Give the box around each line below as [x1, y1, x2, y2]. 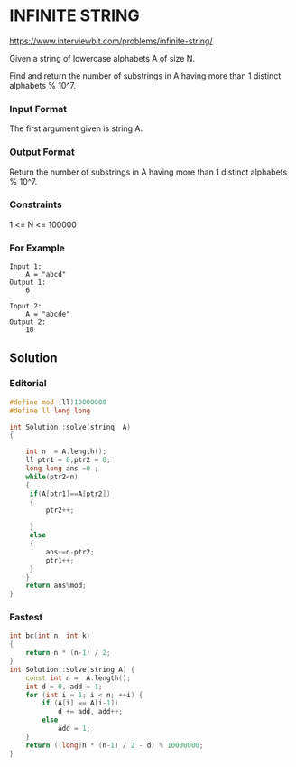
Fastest [9, 611, 43, 624]
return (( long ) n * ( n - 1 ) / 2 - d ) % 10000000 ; [25, 741, 204, 750]
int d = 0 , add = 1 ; [25, 682, 103, 691]
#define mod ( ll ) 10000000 [9, 397, 106, 407]
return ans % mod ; [25, 581, 88, 591]
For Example [9, 241, 66, 254]
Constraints [9, 198, 63, 211]
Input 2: [9, 302, 42, 311]
